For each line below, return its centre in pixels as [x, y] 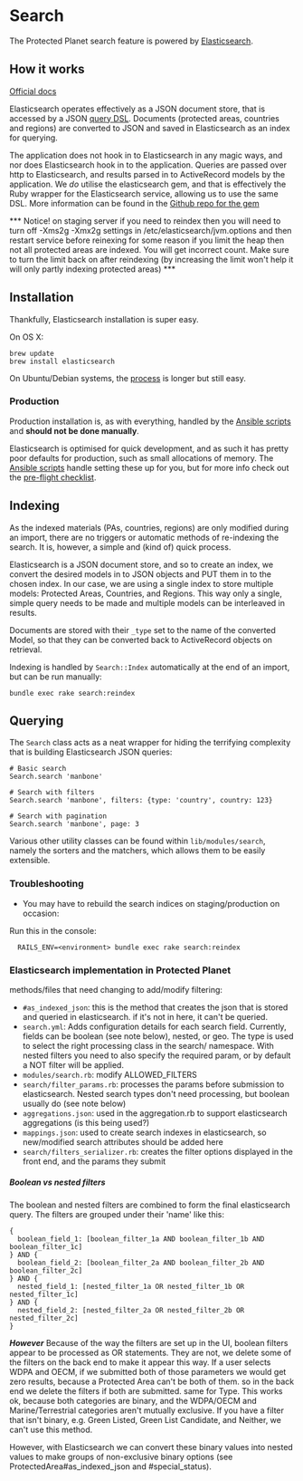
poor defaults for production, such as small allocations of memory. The [142, 457]
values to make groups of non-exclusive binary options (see [121, 1457]
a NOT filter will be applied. [73, 1065]
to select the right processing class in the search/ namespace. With [148, 1046]
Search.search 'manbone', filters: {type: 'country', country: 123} [141, 801]
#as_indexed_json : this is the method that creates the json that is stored [155, 1007]
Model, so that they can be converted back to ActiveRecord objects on [141, 640]
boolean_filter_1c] [46, 1247]
